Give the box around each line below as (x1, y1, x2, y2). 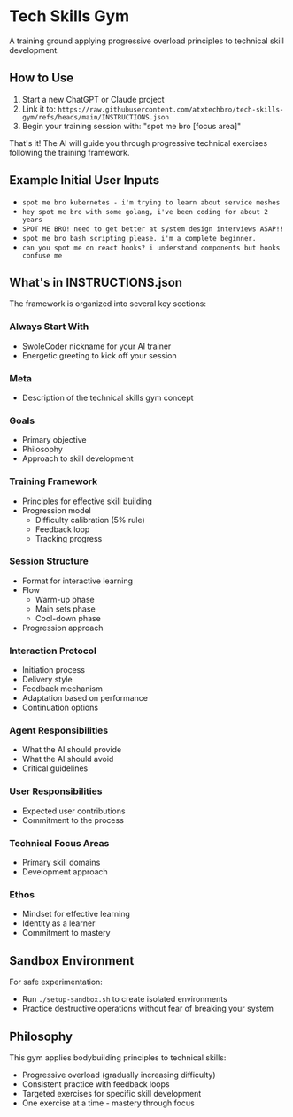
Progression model (21, 505, 91, 515)
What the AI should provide (21, 744, 122, 755)
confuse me (21, 250, 63, 260)
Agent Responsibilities (9, 724, 109, 736)
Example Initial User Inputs (9, 173, 160, 188)
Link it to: (21, 104, 56, 114)
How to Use (9, 71, 74, 86)
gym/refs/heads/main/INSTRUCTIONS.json (21, 112, 170, 121)
